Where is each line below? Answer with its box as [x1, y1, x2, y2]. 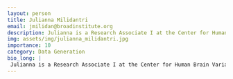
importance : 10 [7, 42, 51, 49]
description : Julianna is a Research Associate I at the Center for [7, 29, 209, 36]
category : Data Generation [7, 49, 85, 56]
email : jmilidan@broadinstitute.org [7, 23, 113, 30]
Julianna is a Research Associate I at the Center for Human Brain [10, 61, 209, 68]
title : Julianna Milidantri [7, 16, 89, 23]
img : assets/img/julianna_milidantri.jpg [7, 36, 129, 43]
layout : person [7, 10, 51, 17]
